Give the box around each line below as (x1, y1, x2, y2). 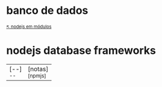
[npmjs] (28, 72, 46, 79)
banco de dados (6, 4, 89, 18)
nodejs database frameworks (6, 43, 157, 57)
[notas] (28, 65, 49, 73)
